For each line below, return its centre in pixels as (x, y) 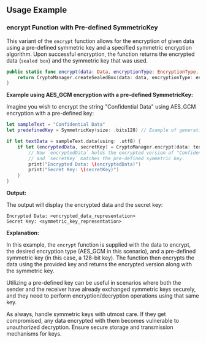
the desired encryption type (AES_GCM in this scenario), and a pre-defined (101, 252)
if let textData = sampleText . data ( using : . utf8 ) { (74, 141)
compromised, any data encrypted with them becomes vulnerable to (93, 321)
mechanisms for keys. (34, 334)
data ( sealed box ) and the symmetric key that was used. (77, 60)
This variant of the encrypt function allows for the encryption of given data (101, 41)
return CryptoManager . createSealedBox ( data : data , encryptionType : (105, 77)
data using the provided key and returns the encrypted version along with (99, 264)
